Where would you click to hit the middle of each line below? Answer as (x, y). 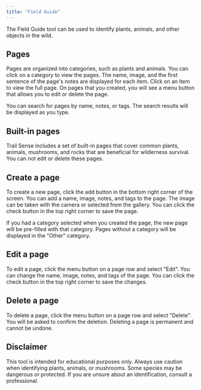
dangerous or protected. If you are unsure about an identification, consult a (99, 374)
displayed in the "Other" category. (49, 236)
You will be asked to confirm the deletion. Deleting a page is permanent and (100, 321)
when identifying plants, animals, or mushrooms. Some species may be (94, 368)
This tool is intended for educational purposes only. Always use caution (94, 361)
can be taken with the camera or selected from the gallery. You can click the (100, 205)
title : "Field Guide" (33, 12)
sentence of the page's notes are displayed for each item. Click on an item (98, 81)
